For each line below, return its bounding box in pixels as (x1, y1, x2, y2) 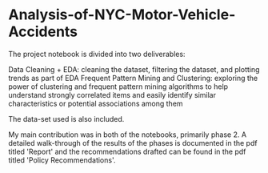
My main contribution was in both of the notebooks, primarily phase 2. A (8, 130, 246, 139)
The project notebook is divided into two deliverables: (8, 49, 186, 58)
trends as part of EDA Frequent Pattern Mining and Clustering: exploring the (8, 73, 258, 82)
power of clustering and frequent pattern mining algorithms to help (8, 82, 229, 91)
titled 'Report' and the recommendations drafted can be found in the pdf (8, 147, 246, 156)
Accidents (8, 22, 78, 41)
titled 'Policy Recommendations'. (8, 155, 116, 165)
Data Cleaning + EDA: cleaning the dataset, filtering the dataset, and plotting (8, 64, 260, 74)
